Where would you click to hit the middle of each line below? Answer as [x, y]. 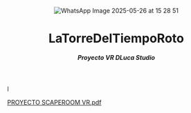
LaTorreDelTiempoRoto [116, 39]
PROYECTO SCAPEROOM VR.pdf [54, 102]
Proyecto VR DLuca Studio [116, 57]
